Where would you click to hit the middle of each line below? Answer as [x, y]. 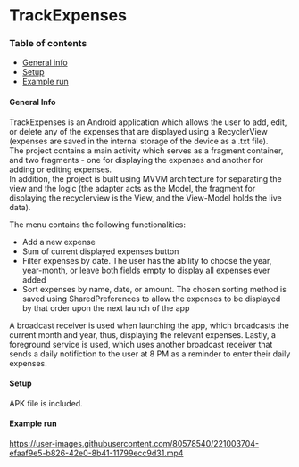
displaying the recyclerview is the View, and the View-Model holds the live [146, 198]
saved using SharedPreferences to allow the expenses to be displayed [151, 299]
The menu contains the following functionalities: [97, 225]
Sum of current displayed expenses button [100, 251]
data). [20, 207]
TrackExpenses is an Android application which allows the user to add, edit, [148, 122]
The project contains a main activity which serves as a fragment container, [146, 150]
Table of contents [48, 44]
